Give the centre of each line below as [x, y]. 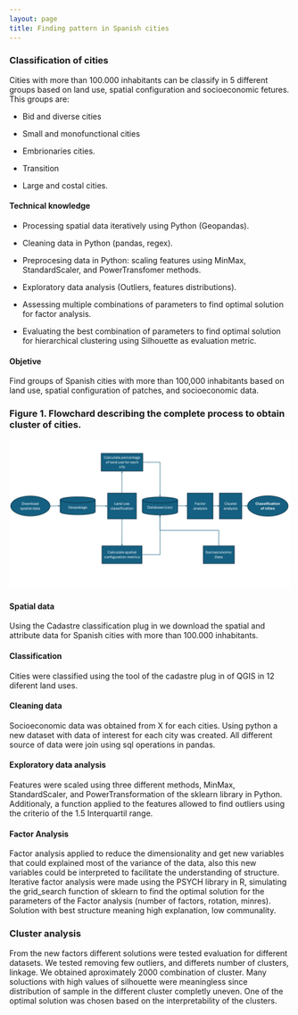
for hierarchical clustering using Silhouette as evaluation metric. [139, 341]
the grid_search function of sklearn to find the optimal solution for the [137, 892]
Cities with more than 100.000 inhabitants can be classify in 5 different [139, 79]
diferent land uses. [44, 685]
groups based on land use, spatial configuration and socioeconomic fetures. [149, 89]
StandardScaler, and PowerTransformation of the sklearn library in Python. [146, 795]
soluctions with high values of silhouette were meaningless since [128, 981]
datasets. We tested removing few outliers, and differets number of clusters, [149, 962]
